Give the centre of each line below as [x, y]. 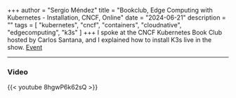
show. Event [25, 47]
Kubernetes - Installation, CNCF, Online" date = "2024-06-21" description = [117, 17]
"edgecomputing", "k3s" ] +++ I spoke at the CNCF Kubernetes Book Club [115, 32]
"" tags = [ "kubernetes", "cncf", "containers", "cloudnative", [94, 25]
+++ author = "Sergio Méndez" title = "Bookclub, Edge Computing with [110, 10]
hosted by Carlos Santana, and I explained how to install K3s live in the [110, 40]
